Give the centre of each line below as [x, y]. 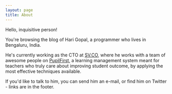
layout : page [19, 10]
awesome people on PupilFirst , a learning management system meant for [82, 60]
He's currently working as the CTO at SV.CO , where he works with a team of [85, 55]
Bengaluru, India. [23, 45]
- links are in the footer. [30, 87]
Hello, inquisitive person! [31, 29]
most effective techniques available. [43, 71]
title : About [19, 15]
